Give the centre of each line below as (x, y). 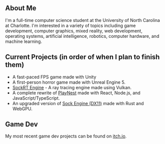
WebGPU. (22, 109)
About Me (21, 8)
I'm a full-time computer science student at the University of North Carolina (83, 20)
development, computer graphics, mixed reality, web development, (74, 31)
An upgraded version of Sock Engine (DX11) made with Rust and (78, 103)
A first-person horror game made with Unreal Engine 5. (69, 82)
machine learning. (24, 41)
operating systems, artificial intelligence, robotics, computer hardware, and (82, 36)
